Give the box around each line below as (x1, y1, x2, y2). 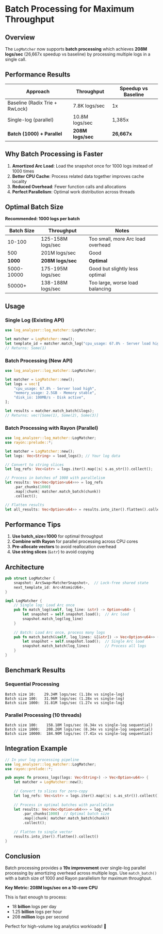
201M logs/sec (41, 249, 76, 256)
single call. (5, 57, 27, 62)
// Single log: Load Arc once (14, 603, 75, 608)
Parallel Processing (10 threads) (5, 711, 81, 718)
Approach (26, 88, 50, 95)
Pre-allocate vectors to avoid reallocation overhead (12, 544, 116, 550)
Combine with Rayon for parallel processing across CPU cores (12, 538, 138, 544)
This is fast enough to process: (5, 894, 67, 900)
